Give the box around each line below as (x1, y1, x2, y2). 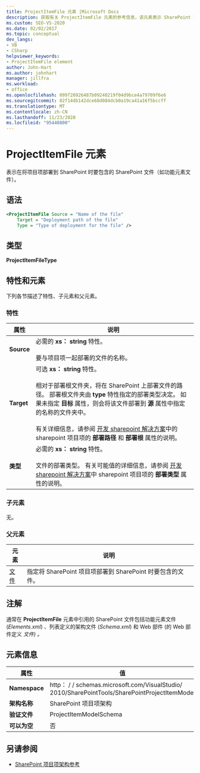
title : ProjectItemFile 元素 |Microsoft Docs (6, 8, 119, 15)
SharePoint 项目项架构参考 (14, 760, 80, 768)
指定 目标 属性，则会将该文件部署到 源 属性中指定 (47, 399, 186, 408)
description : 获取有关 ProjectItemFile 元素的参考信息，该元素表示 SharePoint (6, 14, 191, 20)
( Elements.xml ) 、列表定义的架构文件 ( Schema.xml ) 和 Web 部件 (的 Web (6, 623, 185, 630)
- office (6, 87, 28, 93)
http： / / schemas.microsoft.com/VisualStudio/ (49, 680, 183, 689)
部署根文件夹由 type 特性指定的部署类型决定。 (49, 390, 179, 399)
